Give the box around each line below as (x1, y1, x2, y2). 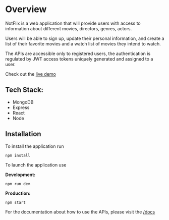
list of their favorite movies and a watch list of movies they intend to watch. (5, 40, 161, 46)
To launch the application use (5, 161, 67, 168)
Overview (5, 4, 47, 15)
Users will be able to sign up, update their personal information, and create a (5, 35, 164, 41)
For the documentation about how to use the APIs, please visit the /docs (5, 208, 155, 215)
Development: (5, 172, 36, 178)
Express (12, 104, 30, 111)
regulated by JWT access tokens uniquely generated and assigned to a (5, 56, 153, 62)
